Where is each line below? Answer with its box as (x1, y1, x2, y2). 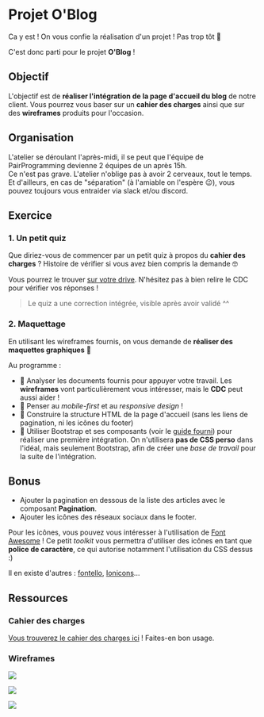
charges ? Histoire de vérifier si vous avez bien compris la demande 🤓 (8, 259, 239, 269)
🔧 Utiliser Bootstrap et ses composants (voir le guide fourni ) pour (19, 426, 232, 435)
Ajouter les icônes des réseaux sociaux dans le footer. (19, 512, 197, 522)
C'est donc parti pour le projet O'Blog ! (8, 47, 136, 56)
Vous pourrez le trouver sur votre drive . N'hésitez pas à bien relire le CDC (8, 275, 249, 285)
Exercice (8, 209, 52, 222)
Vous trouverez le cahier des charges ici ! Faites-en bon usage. (8, 633, 215, 643)
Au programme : (8, 360, 62, 370)
